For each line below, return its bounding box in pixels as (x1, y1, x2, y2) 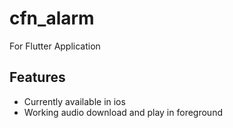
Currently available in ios (23, 95, 126, 107)
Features (9, 69, 66, 86)
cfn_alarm (9, 7, 95, 30)
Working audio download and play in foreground (23, 106, 223, 118)
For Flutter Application (9, 40, 101, 52)
